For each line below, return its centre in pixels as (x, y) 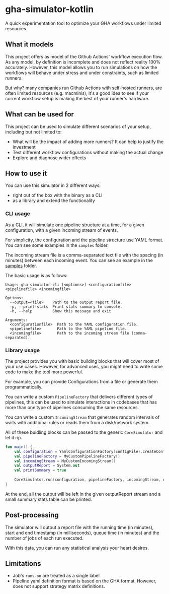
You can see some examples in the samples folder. (57, 245)
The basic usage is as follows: (36, 275)
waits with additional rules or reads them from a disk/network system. (77, 422)
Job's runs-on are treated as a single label (56, 576)
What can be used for (40, 114)
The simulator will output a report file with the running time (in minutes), (79, 527)
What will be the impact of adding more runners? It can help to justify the (88, 142)
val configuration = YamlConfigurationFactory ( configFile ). (78, 451)
